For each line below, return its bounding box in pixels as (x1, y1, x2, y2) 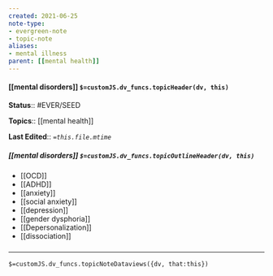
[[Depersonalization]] (19, 222, 92, 232)
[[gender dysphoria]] (19, 214, 91, 224)
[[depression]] (19, 205, 69, 215)
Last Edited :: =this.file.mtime (8, 132, 112, 142)
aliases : (8, 42, 38, 50)
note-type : (8, 19, 45, 28)
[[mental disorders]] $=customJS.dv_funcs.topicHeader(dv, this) (8, 82, 229, 92)
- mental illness (8, 50, 67, 58)
